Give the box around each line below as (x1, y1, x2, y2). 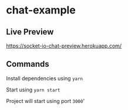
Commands (6, 59, 50, 69)
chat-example (6, 4, 76, 17)
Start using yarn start (6, 86, 60, 93)
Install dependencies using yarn (6, 74, 83, 82)
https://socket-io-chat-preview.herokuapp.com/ (6, 42, 122, 49)
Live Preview (6, 27, 54, 37)
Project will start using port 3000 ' (6, 97, 85, 104)
